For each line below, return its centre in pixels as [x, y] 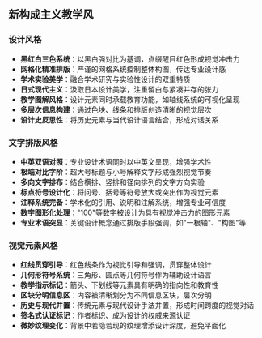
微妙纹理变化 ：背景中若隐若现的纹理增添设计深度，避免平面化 [123, 326]
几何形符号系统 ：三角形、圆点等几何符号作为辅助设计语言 [116, 275]
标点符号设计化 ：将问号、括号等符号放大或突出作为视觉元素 [119, 192]
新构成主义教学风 [51, 15]
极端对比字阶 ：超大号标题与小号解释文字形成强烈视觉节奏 [116, 172]
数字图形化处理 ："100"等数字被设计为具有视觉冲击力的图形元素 [125, 212]
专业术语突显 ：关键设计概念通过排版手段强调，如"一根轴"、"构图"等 [133, 222]
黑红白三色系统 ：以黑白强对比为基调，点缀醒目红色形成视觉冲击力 [130, 58]
